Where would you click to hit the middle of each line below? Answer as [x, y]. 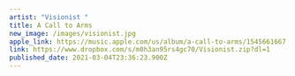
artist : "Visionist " [49, 17]
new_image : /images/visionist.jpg [73, 33]
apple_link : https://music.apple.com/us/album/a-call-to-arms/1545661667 [148, 41]
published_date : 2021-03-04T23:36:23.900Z [88, 58]
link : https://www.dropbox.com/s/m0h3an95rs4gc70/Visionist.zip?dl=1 [140, 50]
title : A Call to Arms [51, 25]
